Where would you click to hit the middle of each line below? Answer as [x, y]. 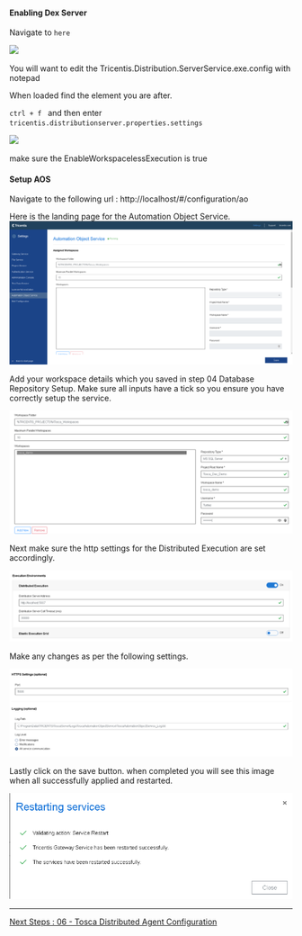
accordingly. [32, 558]
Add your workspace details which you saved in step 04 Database [132, 379]
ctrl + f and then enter [56, 113]
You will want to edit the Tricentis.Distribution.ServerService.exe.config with [150, 68]
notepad [25, 78]
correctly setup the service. [61, 398]
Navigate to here [40, 32]
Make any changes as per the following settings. [99, 656]
